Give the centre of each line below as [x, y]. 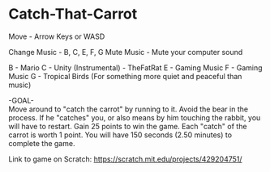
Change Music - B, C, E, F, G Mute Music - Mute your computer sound [126, 52]
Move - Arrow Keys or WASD [57, 36]
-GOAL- [21, 100]
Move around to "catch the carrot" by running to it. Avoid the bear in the [129, 109]
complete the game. [42, 143]
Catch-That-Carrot [73, 14]
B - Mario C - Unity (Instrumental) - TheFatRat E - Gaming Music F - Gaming [135, 67]
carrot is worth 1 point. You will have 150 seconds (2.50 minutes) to [120, 135]
